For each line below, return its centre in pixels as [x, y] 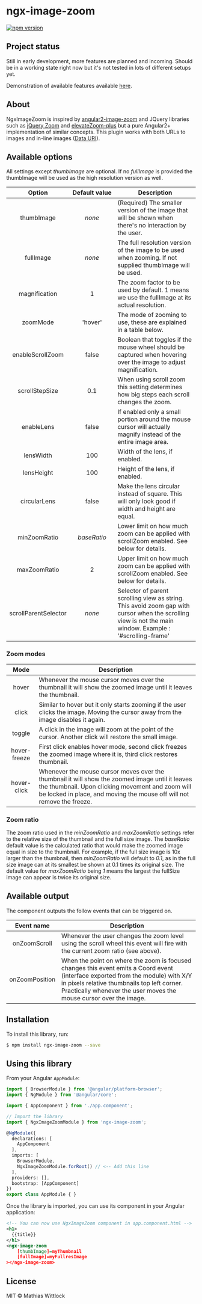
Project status [33, 47]
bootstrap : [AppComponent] [45, 1183]
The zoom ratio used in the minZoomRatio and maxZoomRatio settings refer [100, 832]
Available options [40, 157]
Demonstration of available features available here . [69, 85]
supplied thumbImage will [154, 265]
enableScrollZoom [38, 355]
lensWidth [38, 455]
